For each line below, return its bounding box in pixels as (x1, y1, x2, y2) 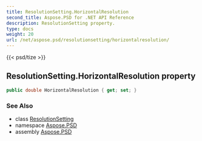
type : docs (6, 25, 34, 32)
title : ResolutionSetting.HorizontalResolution (6, 8, 129, 15)
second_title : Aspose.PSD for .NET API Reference (6, 15, 135, 21)
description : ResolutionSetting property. (6, 20, 115, 26)
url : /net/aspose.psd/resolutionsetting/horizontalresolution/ (6, 37, 170, 43)
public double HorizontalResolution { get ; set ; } (6, 87, 137, 93)
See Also (6, 101, 33, 110)
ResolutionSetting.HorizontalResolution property (6, 71, 196, 82)
